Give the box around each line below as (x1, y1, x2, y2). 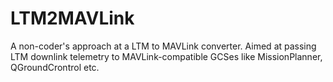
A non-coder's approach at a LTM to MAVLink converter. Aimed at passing (10, 40, 317, 52)
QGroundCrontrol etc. (10, 61, 100, 73)
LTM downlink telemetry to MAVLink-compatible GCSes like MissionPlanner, (10, 50, 323, 62)
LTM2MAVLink (10, 7, 135, 30)
